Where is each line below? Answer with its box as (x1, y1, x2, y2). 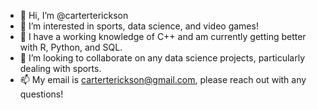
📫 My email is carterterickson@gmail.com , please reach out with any (19, 74, 307, 85)
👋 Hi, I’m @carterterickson (19, 10, 129, 21)
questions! (19, 88, 64, 100)
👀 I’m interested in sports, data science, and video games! (19, 20, 259, 32)
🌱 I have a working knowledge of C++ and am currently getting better (19, 31, 307, 42)
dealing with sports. (19, 63, 102, 74)
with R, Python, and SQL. (19, 41, 123, 53)
